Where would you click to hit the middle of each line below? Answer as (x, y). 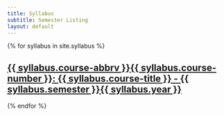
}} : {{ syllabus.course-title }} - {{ (117, 78)
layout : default (31, 26)
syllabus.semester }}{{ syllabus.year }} (95, 89)
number (25, 78)
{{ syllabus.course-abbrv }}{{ (73, 67)
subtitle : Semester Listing (48, 20)
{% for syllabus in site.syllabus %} (56, 46)
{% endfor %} (27, 106)
